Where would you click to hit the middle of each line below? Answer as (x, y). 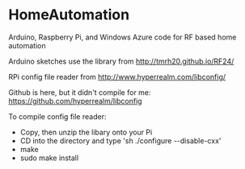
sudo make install (49, 158)
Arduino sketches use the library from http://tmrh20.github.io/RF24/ (121, 61)
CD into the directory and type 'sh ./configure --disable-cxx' (120, 140)
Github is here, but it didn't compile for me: (80, 92)
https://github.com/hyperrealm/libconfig (76, 101)
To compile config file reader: (57, 116)
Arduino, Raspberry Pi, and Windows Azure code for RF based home (122, 37)
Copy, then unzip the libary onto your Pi (86, 132)
